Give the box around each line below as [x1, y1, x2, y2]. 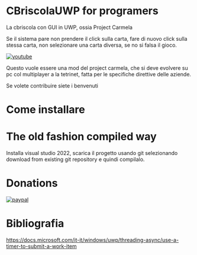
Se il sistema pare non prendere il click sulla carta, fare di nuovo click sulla [6, 35, 188, 42]
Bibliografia [6, 217, 64, 230]
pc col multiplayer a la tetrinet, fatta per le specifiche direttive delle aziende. [6, 70, 191, 78]
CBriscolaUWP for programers [6, 4, 159, 18]
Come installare [6, 103, 85, 117]
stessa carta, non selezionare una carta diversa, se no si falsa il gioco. [6, 41, 177, 49]
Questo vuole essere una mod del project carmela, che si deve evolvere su [6, 64, 188, 72]
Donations [6, 176, 58, 190]
